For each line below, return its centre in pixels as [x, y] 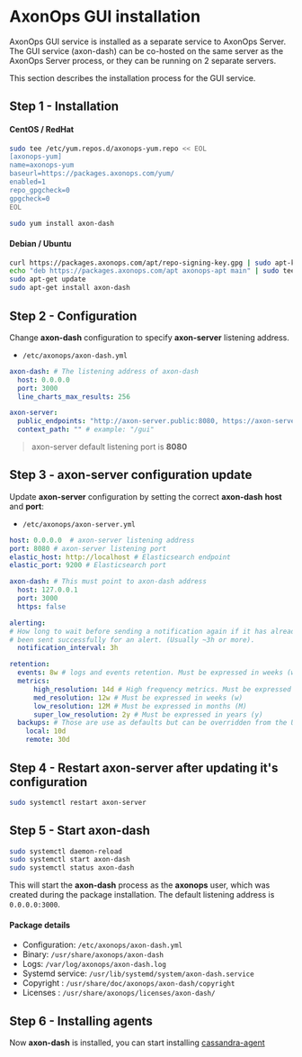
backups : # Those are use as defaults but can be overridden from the [152, 723]
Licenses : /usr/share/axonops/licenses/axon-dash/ [119, 993]
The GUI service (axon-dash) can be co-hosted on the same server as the [147, 50]
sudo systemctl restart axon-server [78, 802]
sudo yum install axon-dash [62, 223]
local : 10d [46, 731]
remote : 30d [48, 740]
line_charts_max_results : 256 [74, 397]
